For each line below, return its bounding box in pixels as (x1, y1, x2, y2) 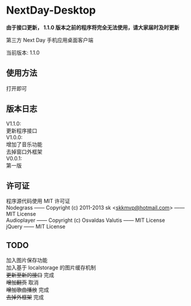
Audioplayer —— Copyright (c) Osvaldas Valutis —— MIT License (6, 217, 165, 224)
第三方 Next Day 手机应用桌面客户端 (6, 36, 94, 43)
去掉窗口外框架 (6, 148, 42, 155)
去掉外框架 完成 (6, 294, 44, 301)
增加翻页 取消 (6, 279, 39, 286)
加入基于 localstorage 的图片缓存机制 (6, 264, 96, 271)
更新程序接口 (6, 127, 37, 134)
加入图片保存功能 (6, 257, 48, 264)
